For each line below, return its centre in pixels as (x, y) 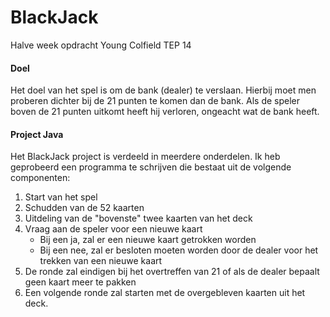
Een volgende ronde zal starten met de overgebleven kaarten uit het (165, 293)
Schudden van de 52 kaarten (84, 208)
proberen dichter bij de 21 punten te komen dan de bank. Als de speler (155, 101)
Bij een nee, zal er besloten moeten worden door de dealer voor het (179, 250)
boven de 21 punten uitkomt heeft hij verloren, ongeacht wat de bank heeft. (165, 112)
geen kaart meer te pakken (80, 282)
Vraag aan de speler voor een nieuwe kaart (113, 229)
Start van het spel (61, 197)
